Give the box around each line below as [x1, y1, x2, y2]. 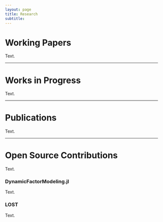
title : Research [5, 12, 38, 17]
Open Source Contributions [5, 150, 118, 161]
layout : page [5, 7, 32, 12]
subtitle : [5, 16, 25, 21]
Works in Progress [5, 75, 81, 85]
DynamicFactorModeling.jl [5, 178, 69, 185]
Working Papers [5, 37, 71, 48]
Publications [5, 112, 57, 123]
